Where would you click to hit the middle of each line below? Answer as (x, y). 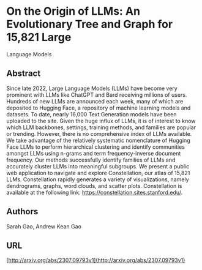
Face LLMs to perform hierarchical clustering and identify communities (96, 147)
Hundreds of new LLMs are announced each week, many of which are (95, 101)
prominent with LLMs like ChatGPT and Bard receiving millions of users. (97, 95)
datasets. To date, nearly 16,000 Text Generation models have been (92, 114)
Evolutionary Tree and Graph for (90, 24)
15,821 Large (39, 37)
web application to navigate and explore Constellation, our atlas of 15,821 (98, 173)
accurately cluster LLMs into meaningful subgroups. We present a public (98, 166)
